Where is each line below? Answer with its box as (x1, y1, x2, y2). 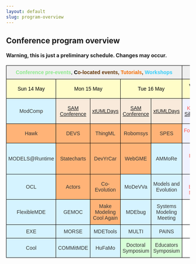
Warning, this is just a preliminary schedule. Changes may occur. (6, 52, 167, 59)
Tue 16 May (138, 85, 165, 92)
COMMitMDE (58, 245, 89, 252)
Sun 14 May (17, 85, 45, 92)
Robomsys (123, 130, 148, 137)
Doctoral (126, 242, 146, 249)
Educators (155, 242, 178, 249)
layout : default (6, 8, 45, 15)
